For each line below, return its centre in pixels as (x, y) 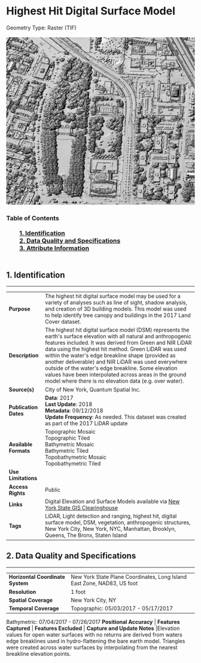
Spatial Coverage (31, 600)
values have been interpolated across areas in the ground (115, 375)
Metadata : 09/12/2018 (74, 410)
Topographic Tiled (67, 438)
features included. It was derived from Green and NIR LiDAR (118, 343)
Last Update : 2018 (68, 404)
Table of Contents (33, 218)
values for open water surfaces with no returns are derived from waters (94, 634)
